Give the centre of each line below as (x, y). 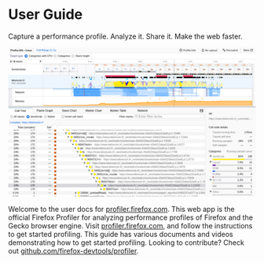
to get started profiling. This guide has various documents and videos (121, 235)
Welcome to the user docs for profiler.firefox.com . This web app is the (121, 209)
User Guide (46, 15)
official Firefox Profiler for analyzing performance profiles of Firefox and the (131, 217)
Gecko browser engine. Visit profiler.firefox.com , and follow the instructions (130, 226)
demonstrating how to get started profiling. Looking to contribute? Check (126, 243)
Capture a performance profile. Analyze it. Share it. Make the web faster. (125, 36)
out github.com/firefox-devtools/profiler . (73, 251)
